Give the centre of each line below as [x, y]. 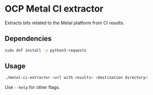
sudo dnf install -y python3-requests [46, 50]
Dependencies [28, 39]
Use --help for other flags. [32, 87]
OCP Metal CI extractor [54, 9]
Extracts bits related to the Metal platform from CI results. [65, 23]
